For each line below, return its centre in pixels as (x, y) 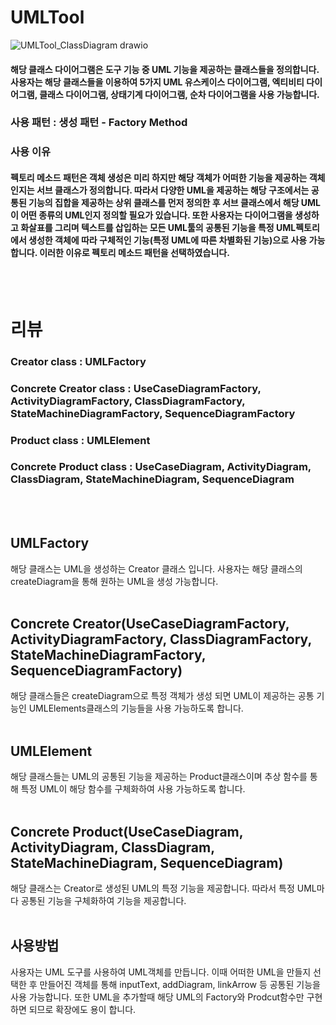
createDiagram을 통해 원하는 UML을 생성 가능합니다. (114, 581)
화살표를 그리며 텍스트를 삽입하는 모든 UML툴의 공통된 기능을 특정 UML (158, 227)
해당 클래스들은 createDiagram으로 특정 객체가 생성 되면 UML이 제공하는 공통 (162, 696)
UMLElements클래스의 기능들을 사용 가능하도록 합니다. (136, 708)
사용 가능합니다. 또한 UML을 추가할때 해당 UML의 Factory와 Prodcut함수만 (157, 997)
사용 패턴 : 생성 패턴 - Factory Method (99, 123)
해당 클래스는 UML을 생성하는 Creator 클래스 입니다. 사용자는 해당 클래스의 (156, 568)
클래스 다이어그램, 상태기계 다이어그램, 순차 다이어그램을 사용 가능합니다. (179, 94)
